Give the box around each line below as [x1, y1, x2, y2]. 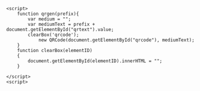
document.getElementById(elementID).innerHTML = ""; [28, 58, 163, 64]
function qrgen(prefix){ [17, 11, 79, 17]
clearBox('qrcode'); [28, 32, 79, 38]
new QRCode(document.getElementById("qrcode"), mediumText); [38, 37, 195, 43]
